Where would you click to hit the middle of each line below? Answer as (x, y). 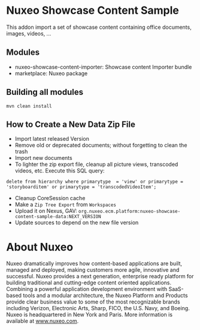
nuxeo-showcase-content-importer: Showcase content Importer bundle (103, 67)
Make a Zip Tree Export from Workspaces (66, 204)
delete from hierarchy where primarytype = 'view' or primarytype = (95, 182)
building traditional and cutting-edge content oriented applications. (89, 283)
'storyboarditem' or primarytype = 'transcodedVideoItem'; (81, 187)
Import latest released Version (52, 139)
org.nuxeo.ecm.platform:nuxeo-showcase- (129, 212)
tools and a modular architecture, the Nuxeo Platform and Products (105, 296)
